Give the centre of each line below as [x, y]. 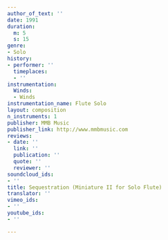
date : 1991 [23, 20]
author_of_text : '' [35, 13]
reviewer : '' [32, 168]
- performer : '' [30, 65]
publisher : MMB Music [38, 123]
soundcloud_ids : [30, 174]
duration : [21, 26]
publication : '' [37, 155]
